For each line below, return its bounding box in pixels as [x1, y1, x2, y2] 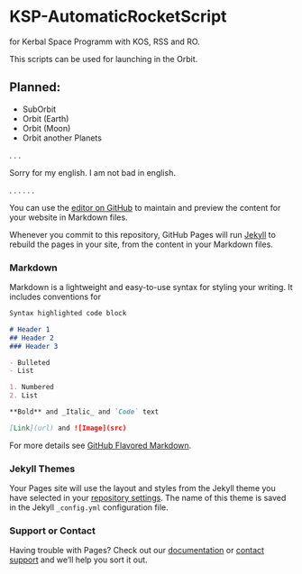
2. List [9, 391, 39, 400]
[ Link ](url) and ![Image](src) [9, 424, 127, 433]
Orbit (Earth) [22, 113, 69, 123]
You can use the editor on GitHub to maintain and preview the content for [9, 202, 281, 213]
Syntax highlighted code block [9, 309, 127, 318]
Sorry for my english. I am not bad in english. [9, 167, 176, 178]
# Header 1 [9, 324, 50, 334]
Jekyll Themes [9, 462, 76, 475]
